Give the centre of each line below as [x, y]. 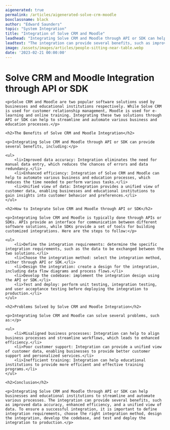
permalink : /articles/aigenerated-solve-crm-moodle [61, 15]
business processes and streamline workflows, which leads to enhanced [82, 338]
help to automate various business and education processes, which [78, 178]
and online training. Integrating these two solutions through [94, 116]
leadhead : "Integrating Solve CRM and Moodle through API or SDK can [80, 39]
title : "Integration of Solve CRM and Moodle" [55, 34]
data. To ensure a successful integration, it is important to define [81, 409]
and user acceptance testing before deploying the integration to [77, 289]
